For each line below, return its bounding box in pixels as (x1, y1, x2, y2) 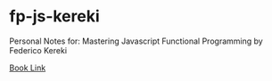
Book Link (9, 62, 46, 73)
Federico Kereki (9, 45, 68, 55)
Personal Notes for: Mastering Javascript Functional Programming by (9, 36, 263, 46)
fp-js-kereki (9, 6, 100, 27)
